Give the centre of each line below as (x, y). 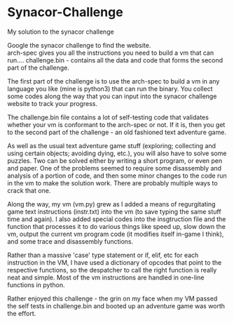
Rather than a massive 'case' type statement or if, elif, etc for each (103, 255)
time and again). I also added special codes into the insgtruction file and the (117, 219)
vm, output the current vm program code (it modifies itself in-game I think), (116, 234)
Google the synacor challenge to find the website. (79, 45)
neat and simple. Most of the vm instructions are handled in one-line (106, 277)
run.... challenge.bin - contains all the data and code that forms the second (115, 60)
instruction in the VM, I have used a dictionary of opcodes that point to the (115, 262)
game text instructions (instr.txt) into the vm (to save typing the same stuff (115, 211)
